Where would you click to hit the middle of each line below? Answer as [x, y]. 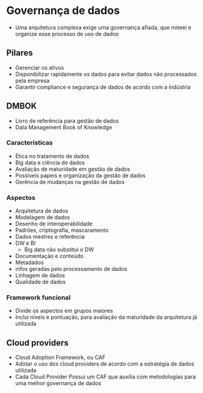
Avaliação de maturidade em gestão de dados [73, 169]
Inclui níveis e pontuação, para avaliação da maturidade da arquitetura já [106, 317]
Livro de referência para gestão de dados [67, 121]
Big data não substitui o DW [59, 250]
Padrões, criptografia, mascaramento [62, 230]
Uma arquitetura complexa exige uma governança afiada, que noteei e [103, 27]
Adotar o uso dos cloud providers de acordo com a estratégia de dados [105, 364]
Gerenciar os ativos [40, 67]
